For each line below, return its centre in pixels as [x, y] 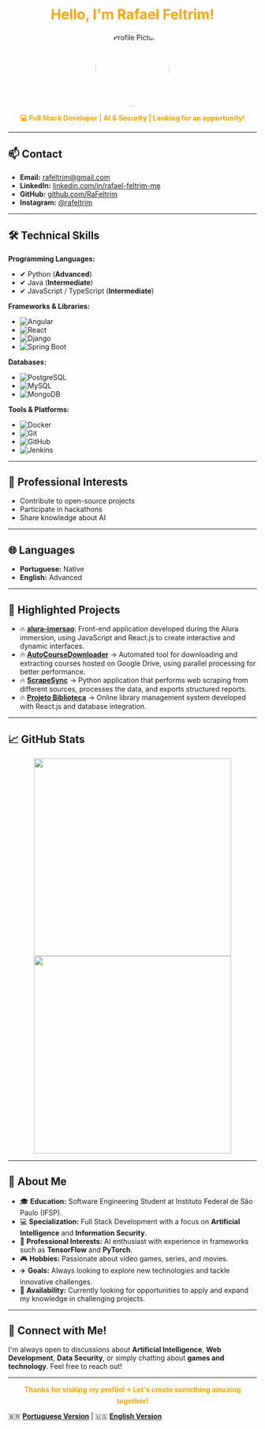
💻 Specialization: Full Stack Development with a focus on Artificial [130, 1221]
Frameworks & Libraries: [49, 306]
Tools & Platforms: [39, 409]
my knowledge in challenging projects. [82, 1299]
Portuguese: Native [52, 569]
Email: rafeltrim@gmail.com [65, 177]
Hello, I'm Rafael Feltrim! [132, 15]
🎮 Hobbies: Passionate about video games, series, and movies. [124, 1258]
